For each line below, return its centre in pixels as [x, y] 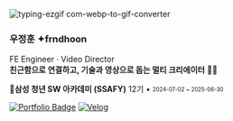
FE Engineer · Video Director [62, 60]
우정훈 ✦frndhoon [48, 39]
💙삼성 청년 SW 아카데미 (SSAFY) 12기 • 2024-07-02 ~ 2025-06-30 [116, 89]
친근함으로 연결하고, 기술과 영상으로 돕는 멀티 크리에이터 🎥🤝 [114, 70]
